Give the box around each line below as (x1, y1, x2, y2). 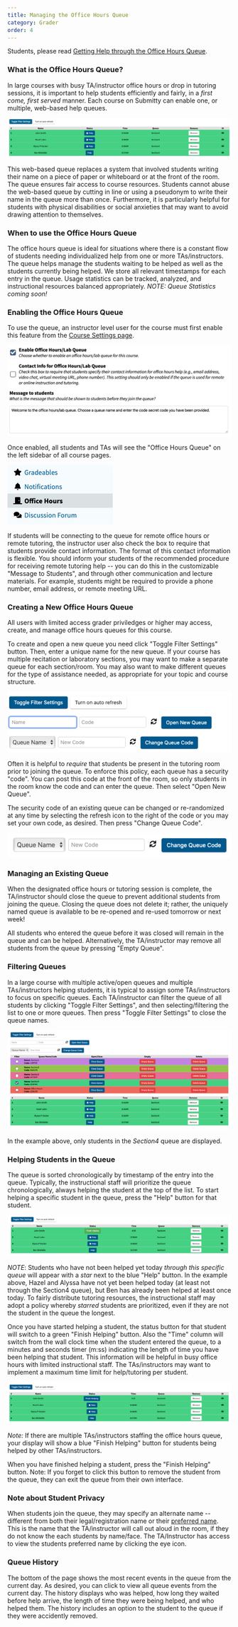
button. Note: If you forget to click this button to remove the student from (7, 1468, 221, 1477)
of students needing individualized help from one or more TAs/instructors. (7, 252, 224, 260)
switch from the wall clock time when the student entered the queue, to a (7, 1338, 222, 1346)
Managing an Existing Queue (7, 869, 109, 879)
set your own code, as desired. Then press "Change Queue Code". (7, 819, 202, 827)
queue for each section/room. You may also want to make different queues (7, 662, 227, 671)
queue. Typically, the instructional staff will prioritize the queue (7, 1178, 192, 1187)
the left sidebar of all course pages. (7, 450, 112, 459)
